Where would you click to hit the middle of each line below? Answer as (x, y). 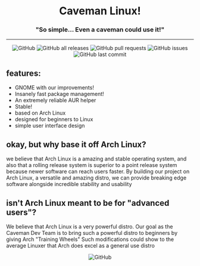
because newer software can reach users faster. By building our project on (98, 172)
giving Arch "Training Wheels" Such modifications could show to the (90, 239)
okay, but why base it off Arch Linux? (76, 144)
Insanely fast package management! (59, 94)
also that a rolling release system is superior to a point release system (92, 165)
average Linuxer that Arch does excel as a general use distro (80, 245)
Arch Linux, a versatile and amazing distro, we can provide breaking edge (96, 178)
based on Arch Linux (40, 113)
